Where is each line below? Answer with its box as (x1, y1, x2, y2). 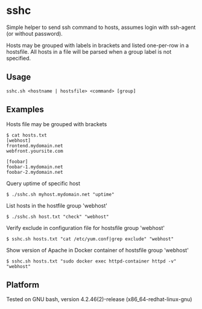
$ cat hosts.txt (6, 132, 47, 138)
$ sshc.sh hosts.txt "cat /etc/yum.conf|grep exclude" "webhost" (6, 236, 174, 242)
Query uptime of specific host (6, 179, 80, 187)
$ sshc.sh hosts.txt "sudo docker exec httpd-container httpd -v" (6, 258, 177, 264)
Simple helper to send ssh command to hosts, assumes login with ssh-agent (6, 24, 196, 31)
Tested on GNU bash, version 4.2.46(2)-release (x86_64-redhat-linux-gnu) (6, 296, 192, 303)
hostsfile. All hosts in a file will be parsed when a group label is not (6, 48, 172, 55)
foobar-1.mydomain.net (6, 164, 63, 170)
